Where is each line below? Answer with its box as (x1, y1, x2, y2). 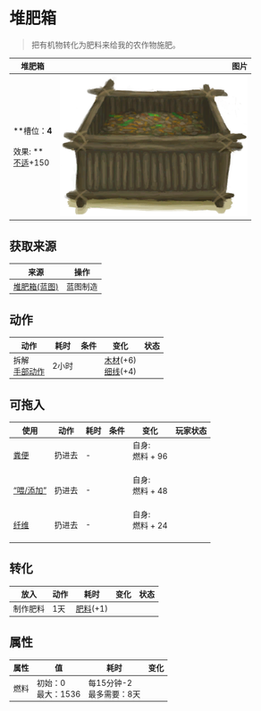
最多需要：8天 (88, 689, 141, 699)
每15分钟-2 (88, 677, 132, 688)
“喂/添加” (13, 484, 47, 496)
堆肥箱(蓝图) (13, 280, 59, 291)
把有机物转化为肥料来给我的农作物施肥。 (30, 39, 181, 50)
